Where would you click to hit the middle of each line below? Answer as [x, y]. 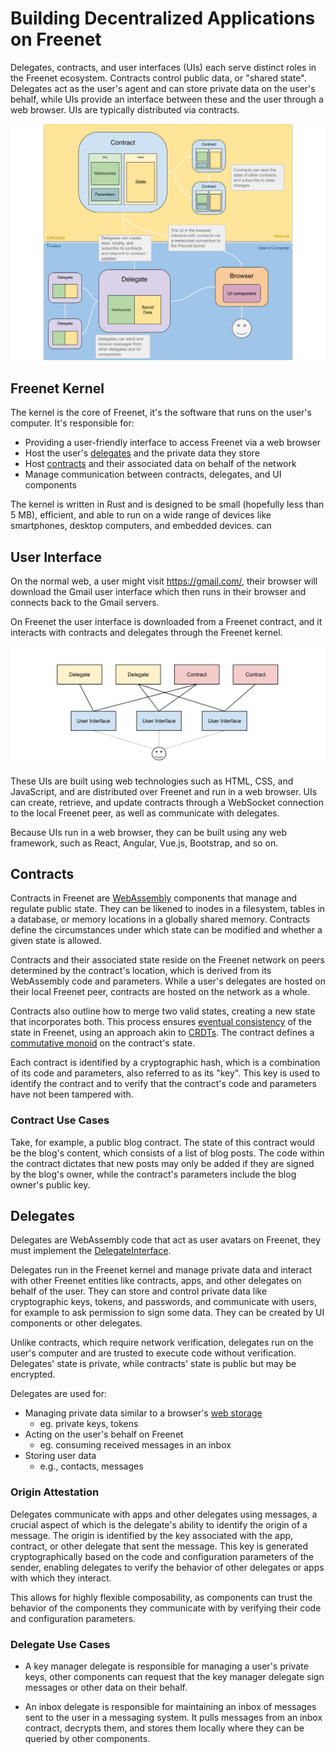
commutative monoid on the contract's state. [103, 1043]
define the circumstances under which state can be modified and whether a [166, 930]
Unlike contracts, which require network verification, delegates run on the [162, 1343]
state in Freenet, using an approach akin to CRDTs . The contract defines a [162, 1033]
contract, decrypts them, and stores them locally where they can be [164, 1728]
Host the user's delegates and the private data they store [142, 453]
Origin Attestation [55, 1492]
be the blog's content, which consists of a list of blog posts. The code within [167, 1153]
